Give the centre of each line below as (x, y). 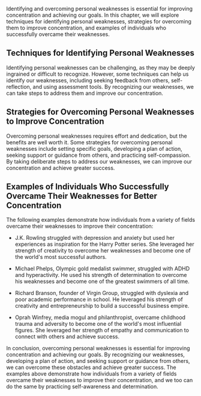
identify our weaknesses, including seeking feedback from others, (88, 80)
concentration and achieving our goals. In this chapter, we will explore (93, 15)
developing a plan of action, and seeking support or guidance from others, (98, 361)
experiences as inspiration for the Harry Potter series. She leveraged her (105, 244)
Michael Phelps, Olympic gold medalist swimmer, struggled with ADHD (102, 269)
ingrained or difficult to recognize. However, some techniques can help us (97, 74)
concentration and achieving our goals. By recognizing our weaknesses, (95, 355)
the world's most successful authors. (61, 257)
